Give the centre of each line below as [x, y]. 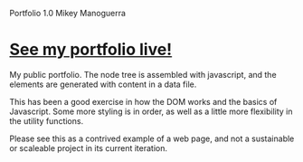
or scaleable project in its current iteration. [88, 148]
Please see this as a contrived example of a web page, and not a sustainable [152, 138]
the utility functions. [47, 120]
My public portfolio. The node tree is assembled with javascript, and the [143, 74]
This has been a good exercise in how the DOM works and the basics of [143, 101]
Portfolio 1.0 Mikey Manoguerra [68, 13]
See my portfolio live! [91, 50]
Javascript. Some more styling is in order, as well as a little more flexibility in [151, 111]
